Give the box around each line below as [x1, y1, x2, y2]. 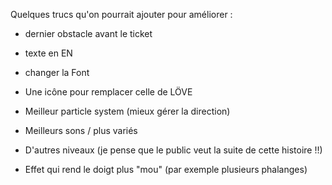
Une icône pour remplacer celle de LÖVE [24, 86, 193, 98]
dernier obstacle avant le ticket [24, 28, 153, 39]
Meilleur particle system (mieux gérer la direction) [24, 105, 231, 117]
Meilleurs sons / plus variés [24, 125, 138, 136]
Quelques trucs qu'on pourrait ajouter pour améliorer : [10, 9, 233, 20]
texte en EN [24, 47, 73, 59]
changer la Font [24, 67, 90, 78]
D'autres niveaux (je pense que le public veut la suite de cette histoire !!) [24, 144, 323, 156]
